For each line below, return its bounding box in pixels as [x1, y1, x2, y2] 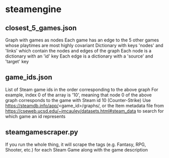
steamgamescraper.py [5, 128, 78, 137]
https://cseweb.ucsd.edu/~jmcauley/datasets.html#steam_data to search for [5, 108, 164, 114]
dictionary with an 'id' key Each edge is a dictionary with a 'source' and [5, 53, 153, 59]
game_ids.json [5, 73, 52, 82]
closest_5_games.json [5, 24, 77, 32]
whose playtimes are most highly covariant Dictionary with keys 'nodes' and [5, 42, 163, 48]
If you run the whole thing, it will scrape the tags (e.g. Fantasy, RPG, [5, 141, 146, 147]
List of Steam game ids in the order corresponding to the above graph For [5, 86, 158, 92]
